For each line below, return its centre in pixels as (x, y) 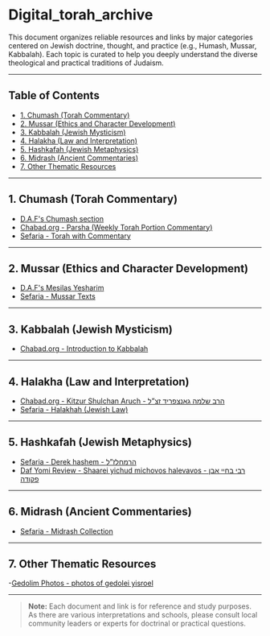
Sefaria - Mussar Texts (58, 296)
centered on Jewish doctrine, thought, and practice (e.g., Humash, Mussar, (133, 45)
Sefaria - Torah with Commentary (75, 236)
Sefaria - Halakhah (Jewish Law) (74, 409)
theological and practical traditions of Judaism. (86, 63)
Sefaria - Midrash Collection (67, 531)
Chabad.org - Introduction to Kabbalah (84, 349)
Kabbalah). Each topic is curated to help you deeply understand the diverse (133, 54)
